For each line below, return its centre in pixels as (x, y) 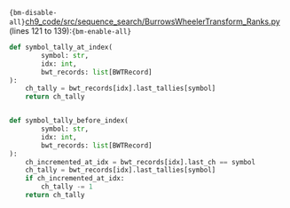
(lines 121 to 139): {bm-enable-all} (70, 31)
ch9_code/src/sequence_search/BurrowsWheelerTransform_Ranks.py (153, 21)
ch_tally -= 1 (67, 187)
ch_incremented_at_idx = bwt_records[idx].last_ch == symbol (140, 162)
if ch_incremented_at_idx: (75, 179)
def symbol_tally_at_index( (61, 47)
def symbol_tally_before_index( (69, 121)
